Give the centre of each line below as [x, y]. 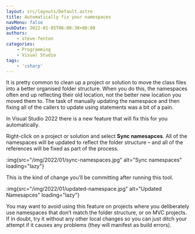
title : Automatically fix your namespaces [59, 17]
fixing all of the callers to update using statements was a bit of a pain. [90, 107]
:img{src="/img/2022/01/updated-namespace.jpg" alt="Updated [84, 189]
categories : [20, 44]
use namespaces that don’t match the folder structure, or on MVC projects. [97, 213]
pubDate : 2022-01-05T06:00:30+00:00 [51, 28]
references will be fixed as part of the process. [62, 149]
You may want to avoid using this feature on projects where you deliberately [98, 207]
